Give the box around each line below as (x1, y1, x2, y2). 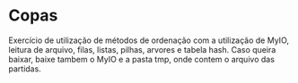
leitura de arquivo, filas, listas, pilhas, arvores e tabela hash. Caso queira (8, 44, 276, 54)
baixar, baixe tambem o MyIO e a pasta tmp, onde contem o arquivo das (8, 54, 276, 64)
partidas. (8, 63, 41, 74)
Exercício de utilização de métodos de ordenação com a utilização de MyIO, (8, 35, 289, 46)
